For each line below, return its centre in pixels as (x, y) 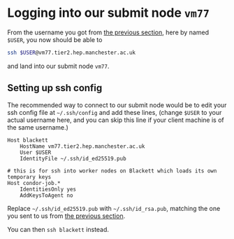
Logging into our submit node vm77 (108, 13)
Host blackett (28, 140)
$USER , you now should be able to (55, 39)
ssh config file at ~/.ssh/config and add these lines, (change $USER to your (115, 112)
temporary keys (29, 177)
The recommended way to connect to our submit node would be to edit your (117, 105)
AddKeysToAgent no (46, 195)
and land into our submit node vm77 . (58, 66)
